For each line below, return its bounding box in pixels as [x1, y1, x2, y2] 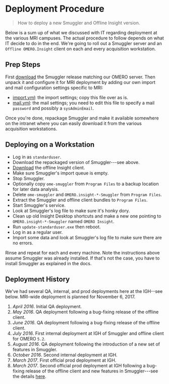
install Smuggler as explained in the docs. [5, 260, 92, 266]
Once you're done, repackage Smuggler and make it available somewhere [5, 115, 159, 121]
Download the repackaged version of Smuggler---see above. [12, 159, 140, 165]
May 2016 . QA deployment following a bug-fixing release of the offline [12, 309, 159, 315]
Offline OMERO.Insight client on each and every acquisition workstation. [5, 46, 156, 52]
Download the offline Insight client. [12, 164, 85, 170]
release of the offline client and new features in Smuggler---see [25, 368, 158, 374]
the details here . [12, 373, 46, 379]
